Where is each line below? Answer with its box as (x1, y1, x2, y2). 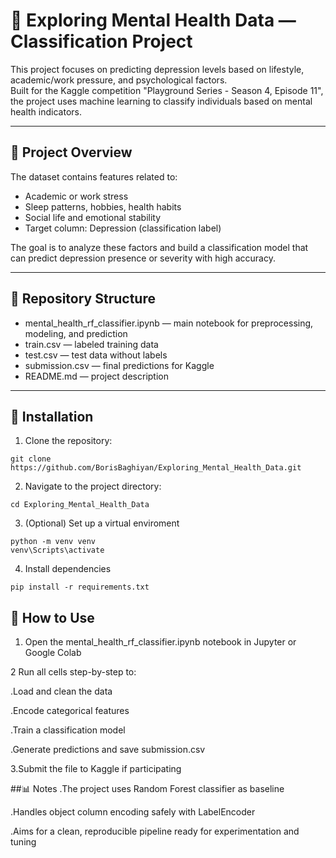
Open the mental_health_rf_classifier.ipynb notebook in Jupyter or (24, 636, 297, 648)
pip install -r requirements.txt (10, 582, 150, 593)
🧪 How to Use (10, 609, 95, 626)
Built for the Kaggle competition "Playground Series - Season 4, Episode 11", (10, 84, 324, 96)
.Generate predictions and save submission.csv (10, 744, 206, 756)
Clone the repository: (24, 435, 113, 447)
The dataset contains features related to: (10, 170, 178, 183)
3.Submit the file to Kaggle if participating (10, 763, 182, 775)
